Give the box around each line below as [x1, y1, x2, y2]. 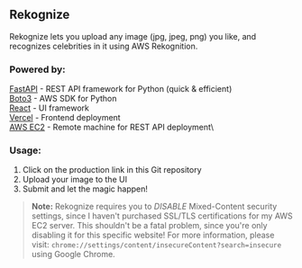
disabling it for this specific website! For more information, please [31, 229, 275, 241]
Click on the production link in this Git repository [22, 165, 202, 175]
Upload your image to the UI [22, 174, 128, 185]
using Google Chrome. [31, 249, 115, 260]
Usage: [9, 144, 42, 156]
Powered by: [9, 63, 66, 76]
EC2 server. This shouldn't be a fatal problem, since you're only [31, 220, 268, 231]
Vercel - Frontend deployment [9, 112, 121, 123]
